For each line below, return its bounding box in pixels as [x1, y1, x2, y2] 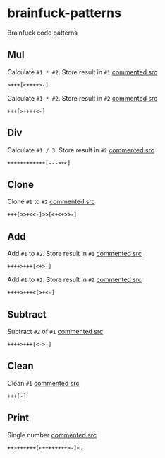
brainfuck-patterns [7, 5, 122, 21]
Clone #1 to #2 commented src [7, 197, 95, 206]
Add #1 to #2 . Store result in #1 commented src [7, 250, 142, 258]
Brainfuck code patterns [7, 28, 78, 37]
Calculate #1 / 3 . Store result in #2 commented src [7, 145, 155, 154]
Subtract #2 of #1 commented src [7, 328, 104, 335]
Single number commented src [7, 430, 97, 439]
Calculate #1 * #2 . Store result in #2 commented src [7, 94, 158, 102]
